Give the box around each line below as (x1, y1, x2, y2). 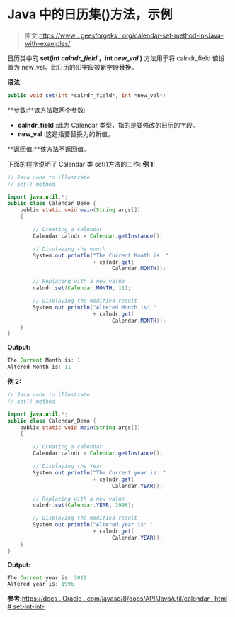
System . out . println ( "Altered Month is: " (33, 304, 157, 311)
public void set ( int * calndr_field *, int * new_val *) (7, 91, 166, 99)
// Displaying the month (33, 245, 106, 252)
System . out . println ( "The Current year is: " (33, 469, 166, 476)
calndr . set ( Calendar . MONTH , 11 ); (33, 284, 132, 291)
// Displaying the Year (33, 462, 103, 470)
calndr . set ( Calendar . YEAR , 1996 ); (33, 501, 134, 509)
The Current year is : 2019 (7, 574, 87, 582)
